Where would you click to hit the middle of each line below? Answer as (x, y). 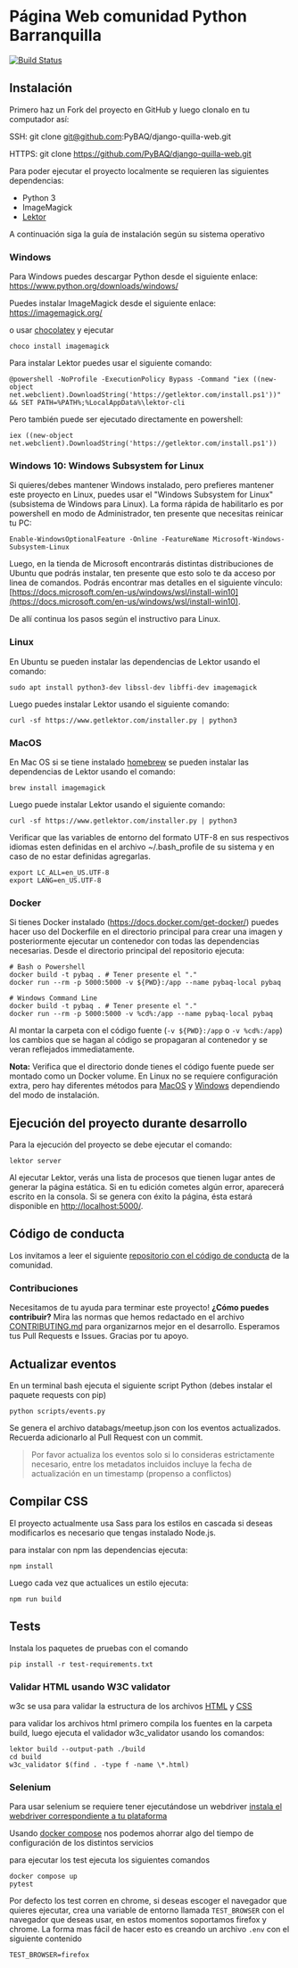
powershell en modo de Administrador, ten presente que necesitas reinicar (146, 514)
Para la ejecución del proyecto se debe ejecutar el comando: (121, 1145)
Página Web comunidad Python (128, 17)
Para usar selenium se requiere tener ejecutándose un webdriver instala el (146, 1807)
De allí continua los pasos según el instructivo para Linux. (115, 619)
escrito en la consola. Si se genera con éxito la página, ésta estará (131, 1196)
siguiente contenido (46, 1939)
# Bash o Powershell (48, 967)
